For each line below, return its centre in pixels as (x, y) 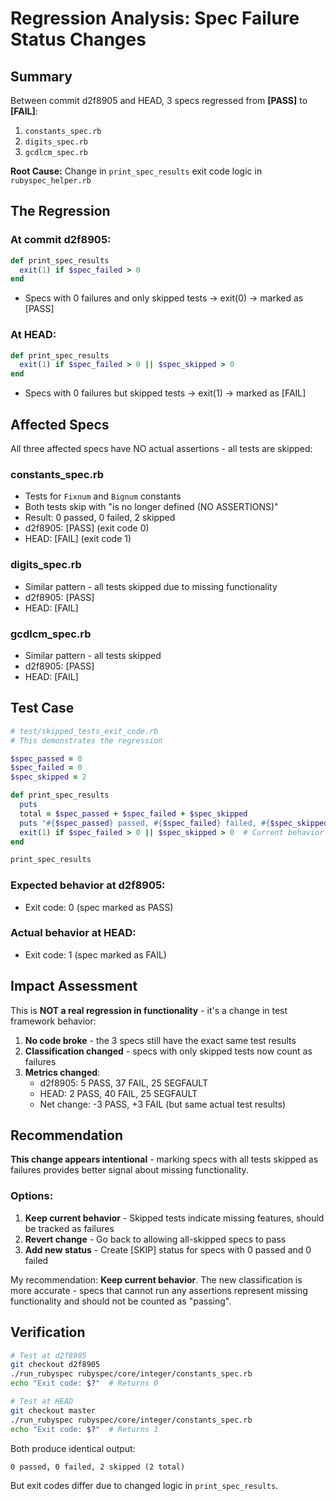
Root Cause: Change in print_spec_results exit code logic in (136, 171)
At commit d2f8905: (61, 240)
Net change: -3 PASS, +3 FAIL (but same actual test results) (163, 1104)
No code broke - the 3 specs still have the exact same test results (160, 1040)
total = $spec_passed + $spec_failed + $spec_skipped (133, 813)
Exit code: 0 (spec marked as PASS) (99, 907)
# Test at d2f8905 (48, 1355)
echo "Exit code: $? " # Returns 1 (84, 1429)
